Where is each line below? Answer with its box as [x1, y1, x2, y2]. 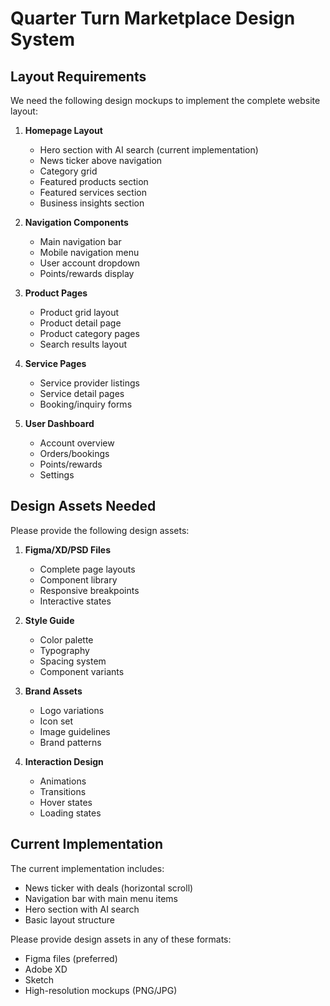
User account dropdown [39, 257, 141, 269]
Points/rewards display [39, 268, 135, 279]
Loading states [39, 807, 102, 819]
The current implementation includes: [10, 862, 165, 874]
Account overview [39, 437, 115, 449]
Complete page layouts [39, 563, 136, 575]
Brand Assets [24, 685, 83, 697]
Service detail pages [39, 388, 125, 399]
